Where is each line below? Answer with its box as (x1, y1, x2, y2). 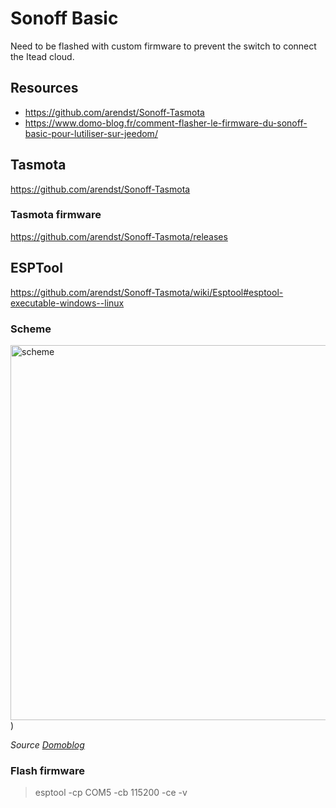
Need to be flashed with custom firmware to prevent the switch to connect (10, 40, 317, 52)
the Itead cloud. (10, 50, 75, 62)
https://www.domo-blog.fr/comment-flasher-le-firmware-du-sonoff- (24, 117, 308, 129)
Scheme (10, 322, 52, 336)
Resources (10, 80, 79, 97)
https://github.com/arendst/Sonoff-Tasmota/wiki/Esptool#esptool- (10, 286, 284, 298)
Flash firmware (10, 763, 85, 777)
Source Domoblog (10, 738, 85, 751)
